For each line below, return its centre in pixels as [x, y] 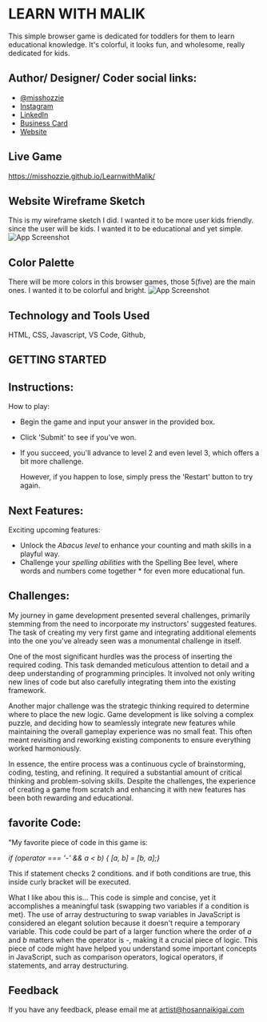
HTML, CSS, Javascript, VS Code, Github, [77, 335]
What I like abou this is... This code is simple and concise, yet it [112, 897]
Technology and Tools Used [79, 316]
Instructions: [41, 387]
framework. [27, 690]
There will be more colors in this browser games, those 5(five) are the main [132, 282]
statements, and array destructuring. [69, 965]
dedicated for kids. [39, 53]
